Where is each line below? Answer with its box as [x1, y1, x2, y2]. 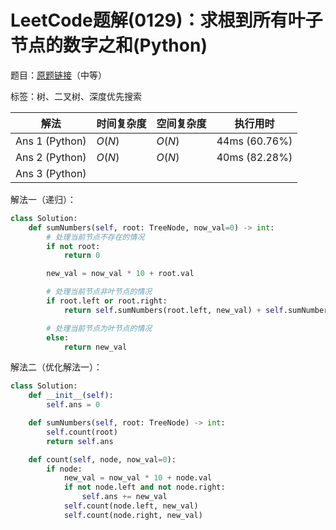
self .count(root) [46, 427, 118, 437]
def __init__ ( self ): [28, 391, 114, 401]
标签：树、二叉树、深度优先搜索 [10, 90, 142, 102]
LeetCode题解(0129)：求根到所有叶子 [10, 9, 323, 32]
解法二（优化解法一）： [10, 361, 103, 373]
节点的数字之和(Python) [10, 34, 208, 57]
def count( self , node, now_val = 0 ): [28, 454, 177, 465]
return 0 [63, 251, 101, 261]
